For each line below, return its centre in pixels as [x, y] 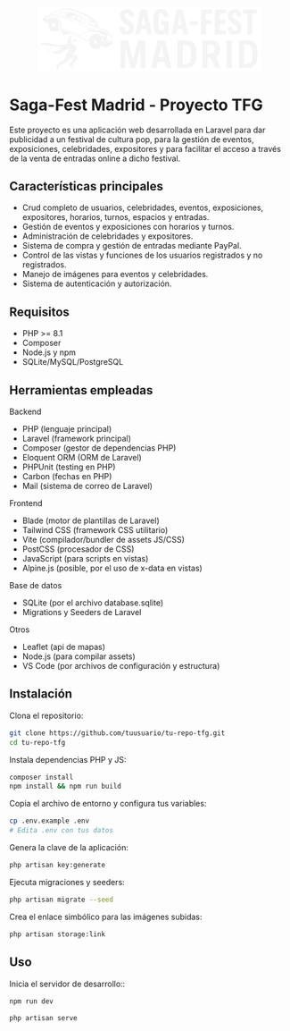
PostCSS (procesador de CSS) [78, 549]
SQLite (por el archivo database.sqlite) [92, 603]
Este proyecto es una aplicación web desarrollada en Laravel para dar [137, 130]
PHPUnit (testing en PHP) [69, 467]
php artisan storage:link [57, 934]
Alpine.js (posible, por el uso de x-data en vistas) [112, 568]
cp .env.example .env [50, 821]
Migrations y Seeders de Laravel [82, 612]
